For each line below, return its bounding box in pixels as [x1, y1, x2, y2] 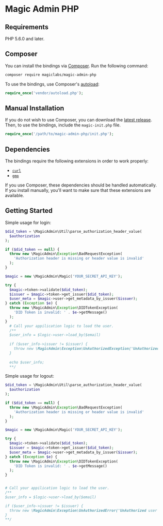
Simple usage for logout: [5, 373, 54, 379]
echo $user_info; [9, 360, 45, 364]
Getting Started [5, 206, 53, 215]
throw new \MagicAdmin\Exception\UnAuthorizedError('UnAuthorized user [9, 508, 158, 513]
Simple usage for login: [5, 220, 51, 225]
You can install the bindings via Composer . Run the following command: [5, 62, 148, 69]
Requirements [5, 23, 49, 31]
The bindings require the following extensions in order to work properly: [5, 158, 149, 164]
